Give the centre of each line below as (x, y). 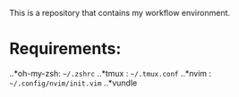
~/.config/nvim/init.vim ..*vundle (73, 83)
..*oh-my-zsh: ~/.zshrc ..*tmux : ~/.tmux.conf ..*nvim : (111, 73)
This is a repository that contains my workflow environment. (120, 13)
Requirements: (65, 49)
